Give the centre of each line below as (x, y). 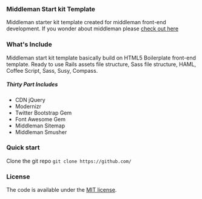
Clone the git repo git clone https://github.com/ (69, 161)
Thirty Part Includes (32, 84)
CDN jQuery (30, 99)
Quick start (23, 147)
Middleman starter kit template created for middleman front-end (86, 22)
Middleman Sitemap (40, 126)
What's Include (29, 44)
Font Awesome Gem (40, 119)
